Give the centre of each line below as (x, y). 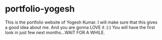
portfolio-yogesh (40, 9)
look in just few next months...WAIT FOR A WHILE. (55, 32)
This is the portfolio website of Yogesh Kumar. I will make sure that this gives (81, 22)
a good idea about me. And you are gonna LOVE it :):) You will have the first (80, 27)
